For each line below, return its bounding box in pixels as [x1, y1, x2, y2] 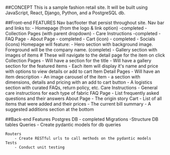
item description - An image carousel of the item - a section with [5, 74, 140, 80]
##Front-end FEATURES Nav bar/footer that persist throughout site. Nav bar [5, 20, 164, 25]
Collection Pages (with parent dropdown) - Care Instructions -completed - [5, 31, 161, 36]
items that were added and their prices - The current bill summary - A [5, 101, 151, 107]
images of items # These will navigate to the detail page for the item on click [5, 52, 165, 58]
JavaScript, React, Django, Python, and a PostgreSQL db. [5, 10, 126, 16]
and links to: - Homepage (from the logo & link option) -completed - [5, 25, 148, 31]
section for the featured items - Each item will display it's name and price [5, 63, 159, 69]
